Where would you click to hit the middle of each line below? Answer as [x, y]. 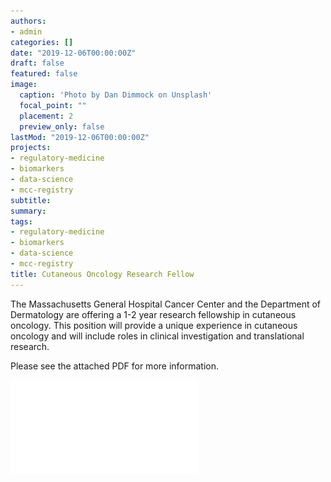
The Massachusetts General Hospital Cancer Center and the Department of [166, 304]
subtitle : [31, 200]
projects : [31, 148]
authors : [28, 21]
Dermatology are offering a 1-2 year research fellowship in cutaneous [153, 314]
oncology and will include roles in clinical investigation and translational [157, 336]
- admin [26, 31]
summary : [28, 211]
